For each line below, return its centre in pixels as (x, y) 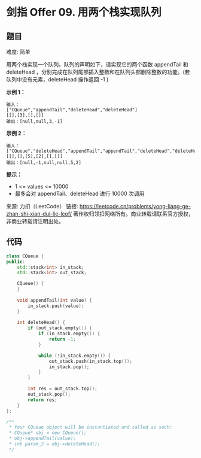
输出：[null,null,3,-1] (34, 122)
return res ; (43, 400)
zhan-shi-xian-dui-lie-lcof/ (39, 214)
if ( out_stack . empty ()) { (60, 328)
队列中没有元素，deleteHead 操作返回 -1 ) (57, 79)
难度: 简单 (18, 52)
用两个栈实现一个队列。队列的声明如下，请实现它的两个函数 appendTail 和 (97, 64)
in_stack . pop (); (69, 367)
